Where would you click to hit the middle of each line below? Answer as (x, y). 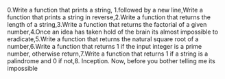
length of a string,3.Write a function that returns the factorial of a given (107, 24)
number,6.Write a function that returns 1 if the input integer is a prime (105, 46)
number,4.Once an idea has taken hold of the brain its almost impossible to (113, 32)
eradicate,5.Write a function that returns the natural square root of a (103, 39)
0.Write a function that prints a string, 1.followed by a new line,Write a (105, 10)
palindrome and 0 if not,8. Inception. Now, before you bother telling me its (111, 61)
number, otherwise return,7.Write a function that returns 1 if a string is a (108, 54)
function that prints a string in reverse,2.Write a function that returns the (109, 17)
